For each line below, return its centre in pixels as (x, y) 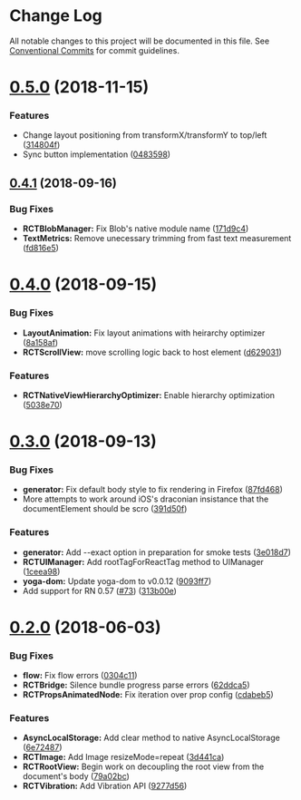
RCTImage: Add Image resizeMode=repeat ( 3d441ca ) (123, 757)
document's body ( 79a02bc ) (76, 776)
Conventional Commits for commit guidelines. (94, 50)
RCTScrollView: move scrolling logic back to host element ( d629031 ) (152, 352)
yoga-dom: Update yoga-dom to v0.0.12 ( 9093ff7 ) (117, 580)
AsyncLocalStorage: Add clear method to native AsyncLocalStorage (151, 738)
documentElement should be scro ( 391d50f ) (105, 509)
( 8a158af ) (40, 342)
